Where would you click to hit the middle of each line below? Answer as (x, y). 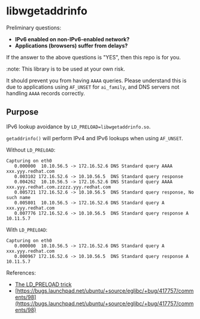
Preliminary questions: (34, 28)
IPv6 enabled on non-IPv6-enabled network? (72, 39)
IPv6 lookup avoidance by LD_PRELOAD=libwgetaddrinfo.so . (78, 127)
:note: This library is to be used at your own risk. (66, 69)
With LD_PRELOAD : (27, 230)
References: (21, 273)
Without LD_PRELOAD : (31, 150)
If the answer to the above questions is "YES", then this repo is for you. (94, 57)
